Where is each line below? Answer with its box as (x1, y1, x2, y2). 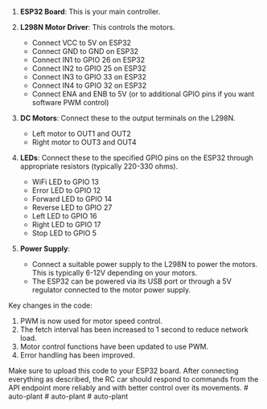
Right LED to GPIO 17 (31, 220, 101, 229)
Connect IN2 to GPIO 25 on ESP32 (31, 63, 146, 73)
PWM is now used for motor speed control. (19, 317, 162, 325)
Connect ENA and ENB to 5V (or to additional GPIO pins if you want (31, 89, 255, 99)
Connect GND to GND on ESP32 (31, 47, 139, 55)
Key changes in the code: (8, 301, 92, 310)
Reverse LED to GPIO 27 (31, 202, 113, 212)
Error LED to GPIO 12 (31, 186, 101, 195)
